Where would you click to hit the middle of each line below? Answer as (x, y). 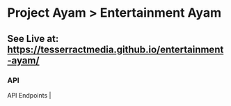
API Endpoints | (29, 95)
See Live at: (33, 39)
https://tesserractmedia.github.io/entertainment (115, 49)
